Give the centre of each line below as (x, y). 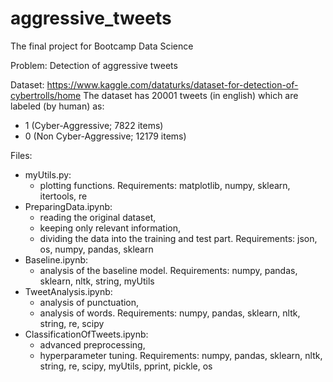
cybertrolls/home (46, 95)
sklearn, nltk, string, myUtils (97, 281)
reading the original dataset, (98, 217)
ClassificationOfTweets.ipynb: (86, 334)
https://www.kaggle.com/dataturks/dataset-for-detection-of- (172, 84)
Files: (21, 155)
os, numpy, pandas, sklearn (96, 249)
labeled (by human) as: (57, 106)
